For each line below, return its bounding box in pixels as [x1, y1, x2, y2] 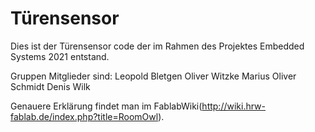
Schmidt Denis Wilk [10, 80, 91, 92]
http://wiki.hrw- [201, 100, 267, 112]
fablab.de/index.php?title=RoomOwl [10, 110, 159, 122]
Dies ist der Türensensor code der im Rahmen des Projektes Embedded [10, 40, 305, 52]
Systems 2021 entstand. [10, 50, 110, 62]
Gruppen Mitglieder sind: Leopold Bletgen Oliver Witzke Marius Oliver [10, 70, 297, 82]
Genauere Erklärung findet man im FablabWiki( [10, 100, 203, 112]
